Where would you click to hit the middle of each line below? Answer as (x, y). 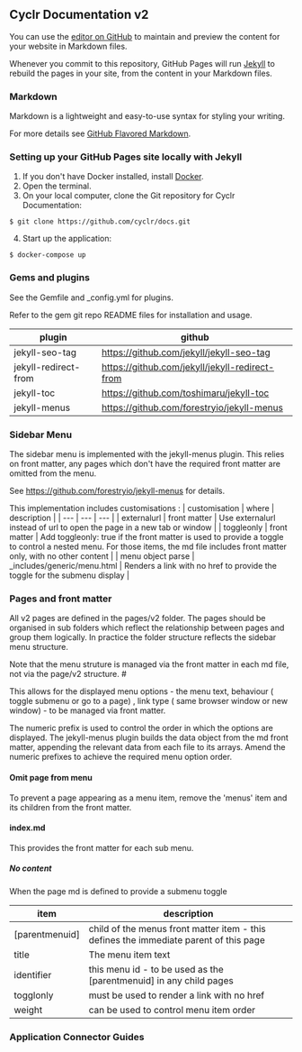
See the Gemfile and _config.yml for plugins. (91, 297)
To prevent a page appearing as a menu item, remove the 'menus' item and (148, 798)
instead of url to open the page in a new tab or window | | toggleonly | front (148, 527)
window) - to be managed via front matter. (88, 710)
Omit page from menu (51, 777)
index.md (27, 828)
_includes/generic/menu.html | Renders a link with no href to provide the (143, 566)
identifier (33, 974)
